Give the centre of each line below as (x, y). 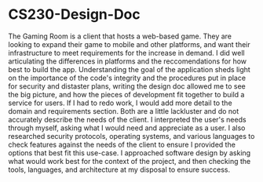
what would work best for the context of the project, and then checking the (130, 161)
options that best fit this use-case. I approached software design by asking (130, 153)
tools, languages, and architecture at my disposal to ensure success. (119, 169)
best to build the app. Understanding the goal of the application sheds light (130, 69)
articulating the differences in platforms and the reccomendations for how (128, 61)
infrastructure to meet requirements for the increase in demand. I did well (126, 53)
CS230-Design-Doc (74, 15)
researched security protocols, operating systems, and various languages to (131, 136)
